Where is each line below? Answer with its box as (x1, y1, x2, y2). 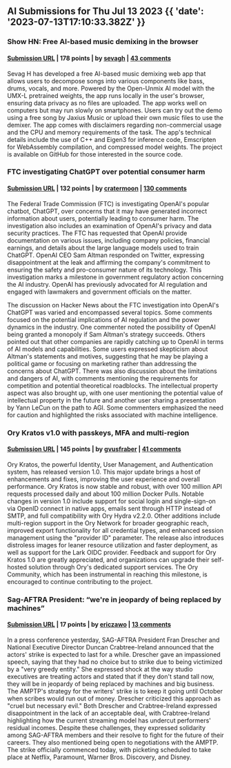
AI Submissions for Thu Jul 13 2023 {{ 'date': (7, 6, 205, 17)
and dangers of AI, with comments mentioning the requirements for (7, 374, 199, 382)
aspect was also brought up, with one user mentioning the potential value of (7, 389, 223, 397)
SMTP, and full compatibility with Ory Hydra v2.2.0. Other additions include (7, 512, 221, 520)
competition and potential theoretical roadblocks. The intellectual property (7, 381, 219, 390)
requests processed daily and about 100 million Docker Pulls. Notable (7, 489, 205, 498)
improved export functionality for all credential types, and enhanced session (7, 526, 224, 534)
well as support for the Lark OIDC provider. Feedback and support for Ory (7, 548, 217, 556)
